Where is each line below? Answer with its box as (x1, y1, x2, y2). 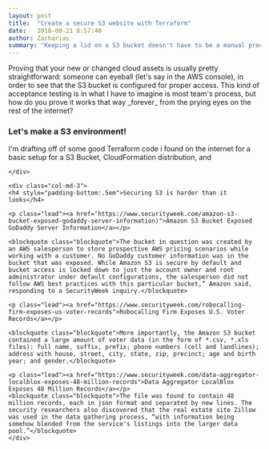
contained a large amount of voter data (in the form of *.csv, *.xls (8, 336, 249, 344)
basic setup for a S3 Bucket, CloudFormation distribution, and (8, 153, 212, 162)
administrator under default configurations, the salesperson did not (8, 273, 249, 281)
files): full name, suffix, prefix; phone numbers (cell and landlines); (8, 343, 260, 351)
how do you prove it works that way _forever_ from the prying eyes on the (8, 98, 251, 107)
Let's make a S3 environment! (8, 126, 126, 137)
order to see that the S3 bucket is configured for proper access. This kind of (8, 81, 260, 90)
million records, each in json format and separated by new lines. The (8, 399, 252, 407)
